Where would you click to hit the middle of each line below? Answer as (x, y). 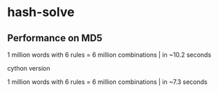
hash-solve (41, 12)
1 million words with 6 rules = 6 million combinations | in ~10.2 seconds (109, 55)
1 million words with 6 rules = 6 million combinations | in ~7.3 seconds (107, 82)
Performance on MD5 (55, 38)
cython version (29, 68)
